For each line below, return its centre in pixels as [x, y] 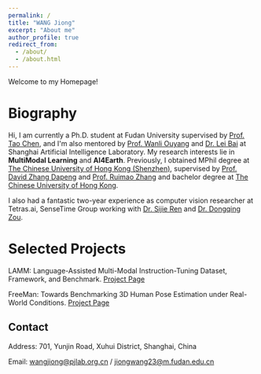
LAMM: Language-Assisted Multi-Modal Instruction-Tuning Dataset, [118, 270]
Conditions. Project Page [69, 302]
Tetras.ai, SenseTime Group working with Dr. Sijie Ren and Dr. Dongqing [125, 208]
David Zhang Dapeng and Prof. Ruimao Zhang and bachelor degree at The [129, 177]
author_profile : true [44, 37]
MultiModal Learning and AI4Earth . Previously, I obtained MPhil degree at [129, 160]
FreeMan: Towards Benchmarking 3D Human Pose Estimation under [118, 294]
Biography [42, 114]
